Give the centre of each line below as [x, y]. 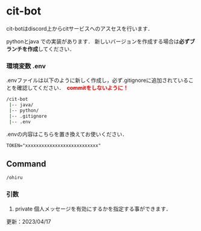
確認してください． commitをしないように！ [72, 88]
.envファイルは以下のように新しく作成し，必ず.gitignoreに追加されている [97, 80]
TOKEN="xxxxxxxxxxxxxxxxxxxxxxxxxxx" [54, 145]
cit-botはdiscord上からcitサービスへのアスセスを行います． [80, 28]
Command [26, 164]
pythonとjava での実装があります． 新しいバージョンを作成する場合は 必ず [98, 41]
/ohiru [14, 178]
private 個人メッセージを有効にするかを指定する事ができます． [93, 209]
